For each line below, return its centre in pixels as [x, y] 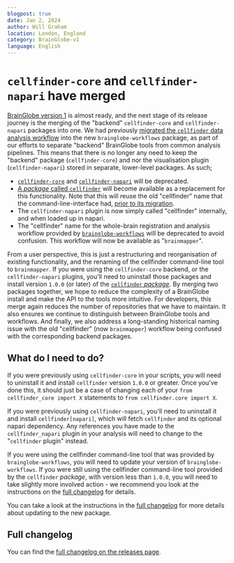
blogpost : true [29, 14]
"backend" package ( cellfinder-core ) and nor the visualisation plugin [108, 160]
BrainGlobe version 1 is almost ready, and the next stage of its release [108, 115]
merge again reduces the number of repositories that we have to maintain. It [117, 306]
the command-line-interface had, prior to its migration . [96, 203]
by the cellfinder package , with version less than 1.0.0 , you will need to [112, 477]
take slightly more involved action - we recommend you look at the [103, 484]
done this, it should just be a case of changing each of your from [100, 390]
